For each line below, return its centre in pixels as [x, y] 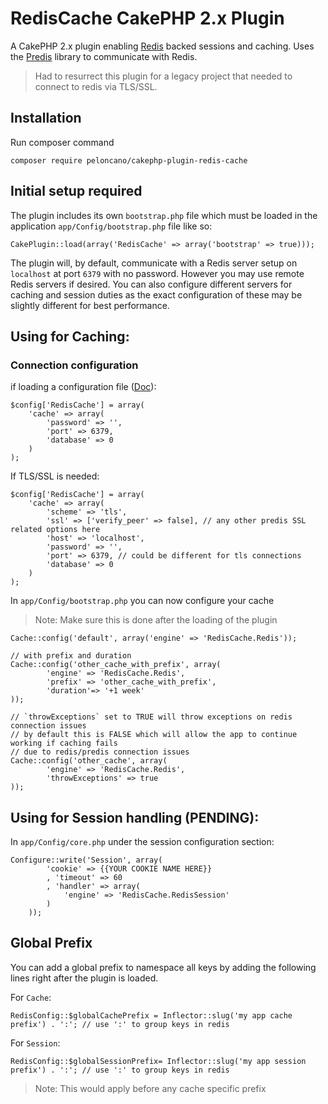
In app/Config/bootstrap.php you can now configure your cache [142, 601]
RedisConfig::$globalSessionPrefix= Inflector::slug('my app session [158, 1061]
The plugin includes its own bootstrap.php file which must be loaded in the [164, 215]
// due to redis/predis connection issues [100, 752]
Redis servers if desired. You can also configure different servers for [151, 284]
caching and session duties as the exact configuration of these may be [156, 294]
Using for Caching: [70, 336]
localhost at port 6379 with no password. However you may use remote [157, 273]
